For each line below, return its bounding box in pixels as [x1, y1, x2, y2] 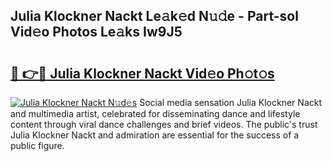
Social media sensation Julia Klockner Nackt [139, 97, 322, 108]
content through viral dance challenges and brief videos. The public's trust [10, 119, 318, 130]
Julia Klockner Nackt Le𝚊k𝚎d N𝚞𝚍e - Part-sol [10, 8, 299, 25]
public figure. [10, 140, 65, 151]
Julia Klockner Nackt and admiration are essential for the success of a [10, 129, 300, 141]
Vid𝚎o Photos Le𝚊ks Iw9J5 [10, 24, 183, 41]
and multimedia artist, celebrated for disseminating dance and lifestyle [10, 108, 301, 119]
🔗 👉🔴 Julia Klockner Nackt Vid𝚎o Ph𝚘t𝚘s [10, 65, 275, 82]
